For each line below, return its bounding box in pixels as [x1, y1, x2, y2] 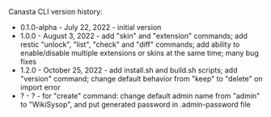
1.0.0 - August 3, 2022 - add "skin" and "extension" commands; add [19, 31, 248, 40]
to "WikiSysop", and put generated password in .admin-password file [19, 100, 251, 109]
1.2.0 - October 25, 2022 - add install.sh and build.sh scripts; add [19, 65, 238, 75]
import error [19, 82, 61, 92]
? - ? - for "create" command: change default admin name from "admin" [19, 91, 260, 100]
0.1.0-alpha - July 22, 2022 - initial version [19, 23, 162, 31]
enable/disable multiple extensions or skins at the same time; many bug [19, 48, 259, 57]
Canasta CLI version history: [8, 7, 103, 16]
